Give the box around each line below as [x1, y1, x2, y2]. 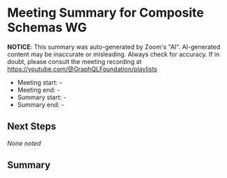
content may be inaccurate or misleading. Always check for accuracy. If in [7, 50, 220, 58]
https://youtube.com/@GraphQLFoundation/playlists [7, 65, 158, 73]
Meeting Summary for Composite [7, 5, 204, 21]
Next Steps [7, 120, 56, 133]
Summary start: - [17, 92, 67, 102]
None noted [7, 139, 41, 147]
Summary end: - [17, 100, 65, 108]
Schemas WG [7, 19, 87, 35]
